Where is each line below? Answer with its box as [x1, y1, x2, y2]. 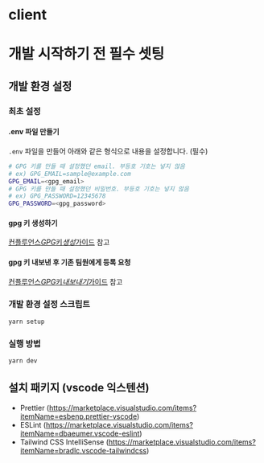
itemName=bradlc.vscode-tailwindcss [19, 445, 147, 455]
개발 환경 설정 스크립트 [8, 299, 91, 310]
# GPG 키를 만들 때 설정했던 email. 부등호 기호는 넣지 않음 [8, 162, 186, 170]
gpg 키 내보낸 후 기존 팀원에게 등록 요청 [8, 257, 131, 267]
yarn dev [8, 357, 38, 365]
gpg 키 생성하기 [8, 218, 58, 227]
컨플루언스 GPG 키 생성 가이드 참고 [8, 237, 110, 247]
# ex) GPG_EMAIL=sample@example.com [8, 170, 131, 178]
